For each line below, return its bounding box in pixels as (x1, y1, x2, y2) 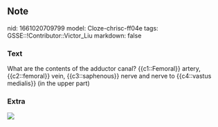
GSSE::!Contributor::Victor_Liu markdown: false (7, 31, 142, 40)
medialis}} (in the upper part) (7, 79, 90, 87)
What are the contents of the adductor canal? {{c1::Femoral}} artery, (7, 65, 201, 73)
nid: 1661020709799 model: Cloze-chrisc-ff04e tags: (7, 24, 158, 32)
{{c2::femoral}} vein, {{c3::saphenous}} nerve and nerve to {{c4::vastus (7, 72, 212, 81)
